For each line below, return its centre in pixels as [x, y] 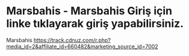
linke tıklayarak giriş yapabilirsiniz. [95, 24]
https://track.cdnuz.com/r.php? [72, 40]
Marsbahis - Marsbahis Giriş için [89, 11]
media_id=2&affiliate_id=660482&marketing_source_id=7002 [82, 46]
